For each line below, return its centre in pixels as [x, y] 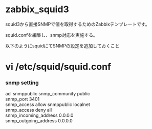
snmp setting [22, 83]
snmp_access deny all [29, 110]
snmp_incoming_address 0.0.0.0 [39, 115]
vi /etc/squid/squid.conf [58, 67]
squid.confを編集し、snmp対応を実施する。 [52, 35]
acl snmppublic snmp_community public [48, 94]
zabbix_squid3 [37, 9]
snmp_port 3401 [23, 99]
